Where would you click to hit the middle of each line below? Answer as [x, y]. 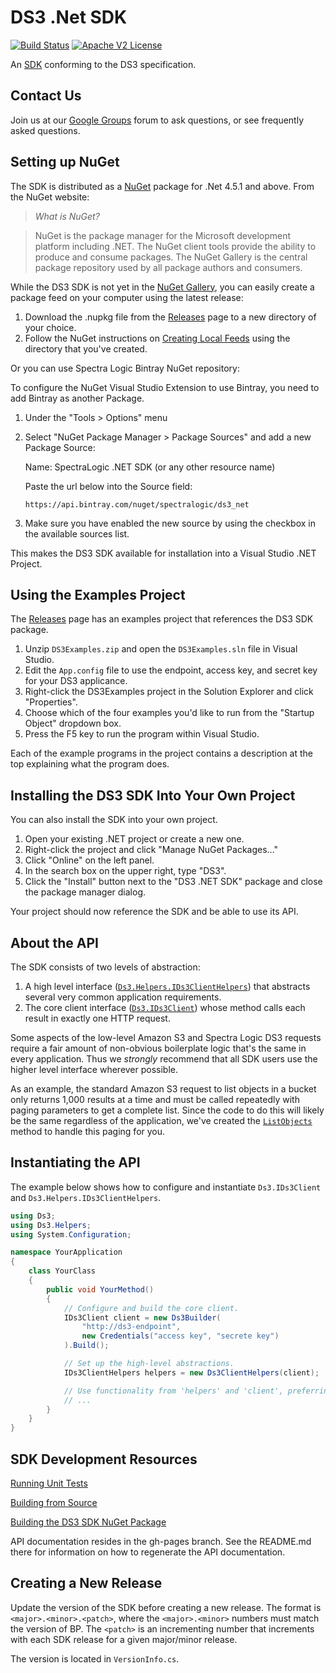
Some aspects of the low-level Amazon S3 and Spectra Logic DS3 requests [166, 1037]
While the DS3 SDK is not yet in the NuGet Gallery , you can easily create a [162, 287]
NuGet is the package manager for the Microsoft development [163, 235]
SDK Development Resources [104, 1459]
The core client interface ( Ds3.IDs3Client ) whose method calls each [165, 1007]
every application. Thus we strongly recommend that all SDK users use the [164, 1059]
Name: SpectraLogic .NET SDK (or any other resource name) [150, 467]
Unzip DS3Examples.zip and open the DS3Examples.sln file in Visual [161, 649]
